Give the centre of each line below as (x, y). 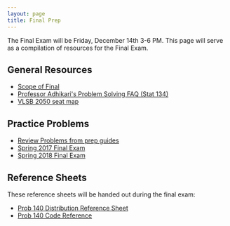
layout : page (26, 14)
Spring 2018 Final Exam (51, 156)
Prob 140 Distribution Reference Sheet (73, 208)
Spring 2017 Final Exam (51, 148)
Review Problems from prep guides (68, 140)
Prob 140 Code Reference (55, 215)
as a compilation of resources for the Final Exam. (78, 48)
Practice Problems (48, 124)
